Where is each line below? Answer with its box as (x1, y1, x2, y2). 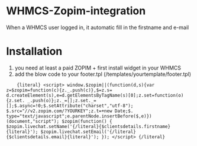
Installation (6, 45, 63, 58)
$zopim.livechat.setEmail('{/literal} (40, 129, 136, 135)
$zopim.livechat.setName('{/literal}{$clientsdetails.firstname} (6, 123, 170, 129)
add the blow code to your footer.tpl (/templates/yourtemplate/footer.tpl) (14, 70, 191, 78)
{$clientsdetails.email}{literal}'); (6, 134, 99, 140)
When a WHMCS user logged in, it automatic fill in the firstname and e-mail (6, 24, 189, 31)
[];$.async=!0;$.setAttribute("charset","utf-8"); (6, 103, 134, 109)
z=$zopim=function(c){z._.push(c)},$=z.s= (6, 87, 112, 93)
